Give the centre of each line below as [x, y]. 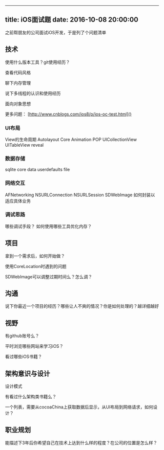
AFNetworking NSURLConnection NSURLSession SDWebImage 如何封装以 [80, 195]
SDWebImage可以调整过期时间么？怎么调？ [49, 276]
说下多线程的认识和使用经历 [33, 93]
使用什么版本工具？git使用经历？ [38, 62]
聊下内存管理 [18, 83]
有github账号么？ [22, 336]
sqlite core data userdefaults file [37, 170]
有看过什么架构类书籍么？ [31, 397]
